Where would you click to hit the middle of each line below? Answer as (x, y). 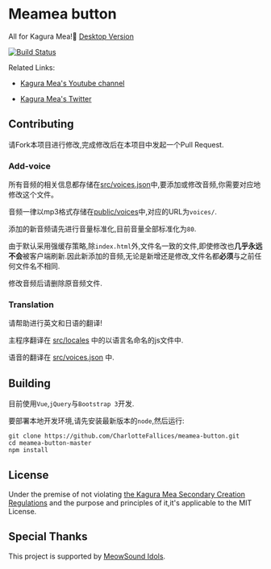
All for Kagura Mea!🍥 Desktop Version (71, 36)
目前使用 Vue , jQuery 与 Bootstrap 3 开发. (71, 404)
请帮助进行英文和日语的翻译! (56, 323)
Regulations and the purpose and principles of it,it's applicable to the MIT (130, 503)
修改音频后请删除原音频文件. (56, 284)
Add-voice (29, 166)
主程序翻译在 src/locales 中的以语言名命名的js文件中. (96, 340)
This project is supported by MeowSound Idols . (87, 556)
